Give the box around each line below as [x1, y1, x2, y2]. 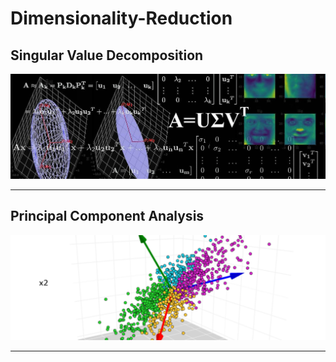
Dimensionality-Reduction [10, 7, 233, 30]
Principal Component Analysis [10, 208, 205, 225]
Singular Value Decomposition [10, 47, 204, 64]
